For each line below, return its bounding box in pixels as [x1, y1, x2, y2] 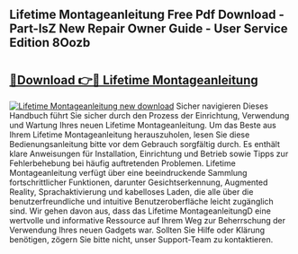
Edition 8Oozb [9, 35, 91, 50]
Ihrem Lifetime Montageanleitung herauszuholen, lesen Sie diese [9, 129, 250, 140]
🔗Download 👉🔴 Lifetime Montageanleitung [9, 72, 258, 88]
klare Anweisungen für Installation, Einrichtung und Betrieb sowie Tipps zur [9, 148, 289, 159]
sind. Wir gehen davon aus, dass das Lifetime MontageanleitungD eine [9, 206, 272, 216]
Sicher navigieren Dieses [176, 101, 268, 111]
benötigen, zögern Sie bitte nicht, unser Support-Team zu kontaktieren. [9, 234, 274, 245]
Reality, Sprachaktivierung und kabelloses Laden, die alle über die [9, 187, 254, 197]
